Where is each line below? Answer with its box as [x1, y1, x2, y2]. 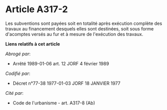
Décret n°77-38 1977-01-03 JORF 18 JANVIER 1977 [12, 80, 121, 86]
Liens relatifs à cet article [5, 41, 60, 47]
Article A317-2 [5, 4, 68, 15]
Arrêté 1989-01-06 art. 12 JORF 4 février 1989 [12, 60, 109, 66]
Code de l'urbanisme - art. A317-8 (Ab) [12, 100, 96, 106]
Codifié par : [5, 70, 31, 77]
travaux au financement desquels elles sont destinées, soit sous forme [5, 25, 154, 31]
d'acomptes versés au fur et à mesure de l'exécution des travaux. [5, 31, 144, 37]
